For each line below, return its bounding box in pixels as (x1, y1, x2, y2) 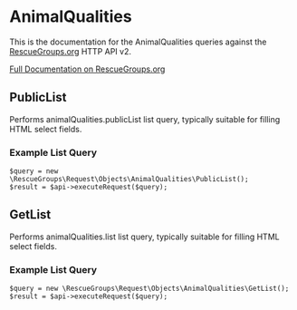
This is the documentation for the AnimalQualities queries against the (9, 36, 267, 47)
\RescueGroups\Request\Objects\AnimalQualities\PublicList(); (9, 175, 249, 184)
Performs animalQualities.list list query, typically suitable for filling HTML (9, 231, 280, 242)
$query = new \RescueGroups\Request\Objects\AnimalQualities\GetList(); (9, 284, 290, 294)
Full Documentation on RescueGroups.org (9, 63, 166, 74)
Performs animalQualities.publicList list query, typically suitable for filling (9, 113, 281, 124)
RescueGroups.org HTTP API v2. (9, 45, 132, 56)
